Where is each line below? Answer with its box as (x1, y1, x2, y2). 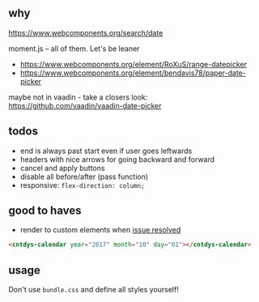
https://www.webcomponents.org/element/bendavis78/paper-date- (19, 68, 247, 78)
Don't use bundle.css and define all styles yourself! (8, 285, 180, 295)
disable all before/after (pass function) (19, 172, 149, 181)
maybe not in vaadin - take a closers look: (8, 92, 148, 102)
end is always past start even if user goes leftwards (19, 146, 193, 155)
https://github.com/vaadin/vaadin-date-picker (8, 100, 162, 110)
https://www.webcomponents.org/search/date (8, 28, 163, 37)
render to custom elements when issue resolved (19, 225, 181, 235)
